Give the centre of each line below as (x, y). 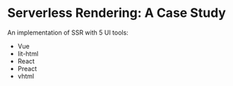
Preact (27, 68)
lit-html (28, 54)
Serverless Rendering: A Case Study (116, 13)
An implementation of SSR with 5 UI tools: (68, 32)
